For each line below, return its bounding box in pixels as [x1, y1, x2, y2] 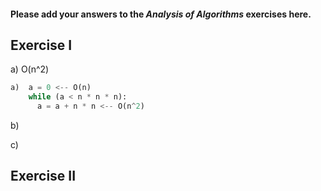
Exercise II [10, 168, 77, 185]
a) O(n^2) [10, 63, 50, 75]
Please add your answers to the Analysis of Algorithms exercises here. [10, 8, 312, 20]
